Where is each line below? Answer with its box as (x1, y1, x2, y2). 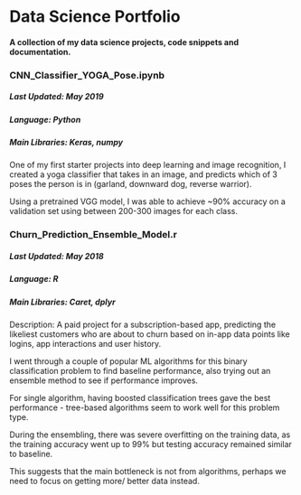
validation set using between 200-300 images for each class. (9, 206, 238, 217)
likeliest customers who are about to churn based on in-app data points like (9, 329, 291, 340)
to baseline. (9, 449, 53, 460)
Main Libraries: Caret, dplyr (9, 296, 116, 307)
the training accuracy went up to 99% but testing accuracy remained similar (9, 439, 292, 450)
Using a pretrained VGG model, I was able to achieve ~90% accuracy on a (9, 196, 287, 207)
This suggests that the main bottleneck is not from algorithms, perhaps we (9, 466, 287, 477)
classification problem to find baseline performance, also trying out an (9, 366, 271, 377)
